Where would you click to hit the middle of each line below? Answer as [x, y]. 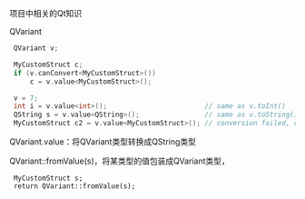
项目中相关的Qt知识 [46, 13]
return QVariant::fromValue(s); [74, 186]
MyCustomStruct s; [48, 178]
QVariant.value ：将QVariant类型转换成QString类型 [103, 142]
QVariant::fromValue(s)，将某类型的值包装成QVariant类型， [119, 161]
